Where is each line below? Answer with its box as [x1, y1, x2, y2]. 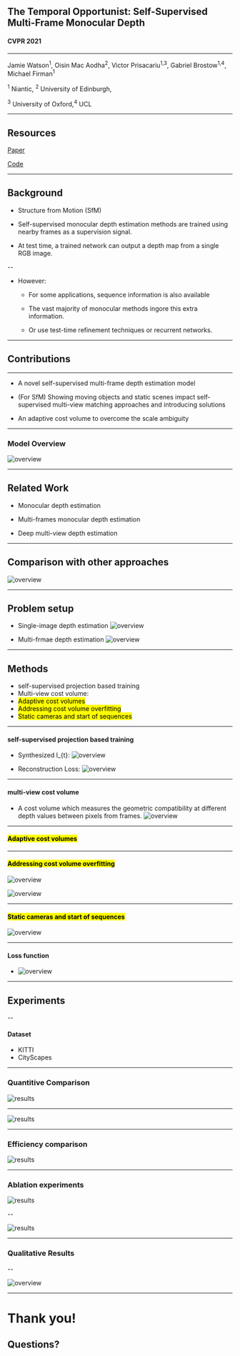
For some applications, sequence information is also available [28, 290, 210, 299]
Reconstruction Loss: [17, 764, 81, 774]
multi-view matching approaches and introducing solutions [52, 400, 226, 409]
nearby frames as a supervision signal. [17, 227, 132, 236]
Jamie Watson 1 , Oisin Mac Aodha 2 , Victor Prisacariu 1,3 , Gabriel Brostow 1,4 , [7, 59, 227, 69]
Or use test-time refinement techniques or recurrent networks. [28, 325, 213, 334]
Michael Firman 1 [7, 68, 55, 78]
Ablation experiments [7, 1180, 84, 1190]
